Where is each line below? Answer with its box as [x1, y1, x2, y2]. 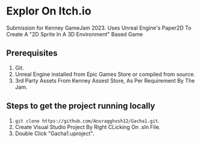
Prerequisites [6, 48, 58, 59]
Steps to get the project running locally [6, 101, 155, 111]
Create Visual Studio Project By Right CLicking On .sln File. [14, 123, 161, 130]
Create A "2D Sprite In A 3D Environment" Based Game [6, 30, 143, 37]
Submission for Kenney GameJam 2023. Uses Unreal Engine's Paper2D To [6, 24, 191, 31]
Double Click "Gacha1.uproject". [14, 130, 94, 137]
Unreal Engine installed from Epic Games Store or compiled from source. [14, 71, 196, 78]
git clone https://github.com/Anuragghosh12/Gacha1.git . [14, 116, 160, 124]
